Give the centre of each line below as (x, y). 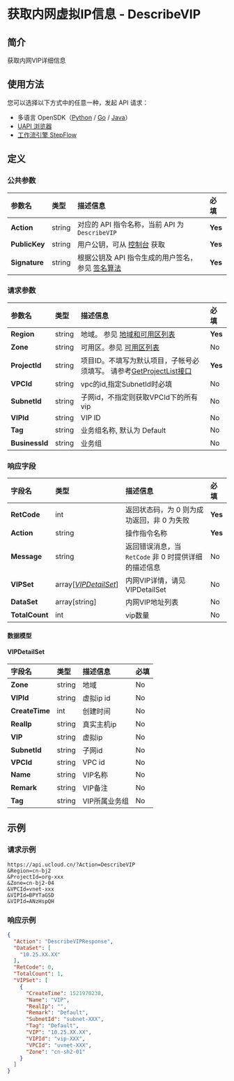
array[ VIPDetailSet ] (87, 585)
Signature (27, 262)
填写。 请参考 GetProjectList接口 (140, 371)
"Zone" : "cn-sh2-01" (55, 1052)
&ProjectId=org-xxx (36, 877)
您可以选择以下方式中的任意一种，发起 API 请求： (78, 103)
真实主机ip (100, 724)
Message (26, 557)
